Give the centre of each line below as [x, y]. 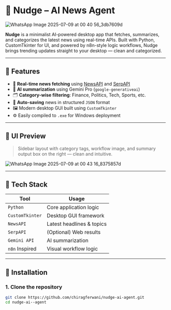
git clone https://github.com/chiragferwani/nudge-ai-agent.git [75, 298]
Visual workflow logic [72, 249]
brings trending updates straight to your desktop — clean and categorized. [83, 50]
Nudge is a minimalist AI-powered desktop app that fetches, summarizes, [82, 34]
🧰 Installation [26, 272]
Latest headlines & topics [77, 224]
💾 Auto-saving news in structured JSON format [61, 102]
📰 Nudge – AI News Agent [60, 10]
